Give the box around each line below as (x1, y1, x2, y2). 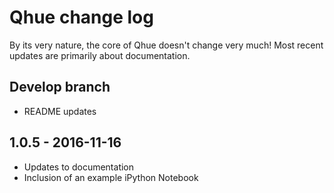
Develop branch (9, 79, 111, 96)
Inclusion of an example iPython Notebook (23, 171, 199, 183)
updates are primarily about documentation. (9, 49, 191, 61)
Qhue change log (9, 6, 154, 29)
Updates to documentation (23, 161, 135, 173)
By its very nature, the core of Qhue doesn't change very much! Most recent (9, 39, 324, 51)
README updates (23, 105, 97, 117)
